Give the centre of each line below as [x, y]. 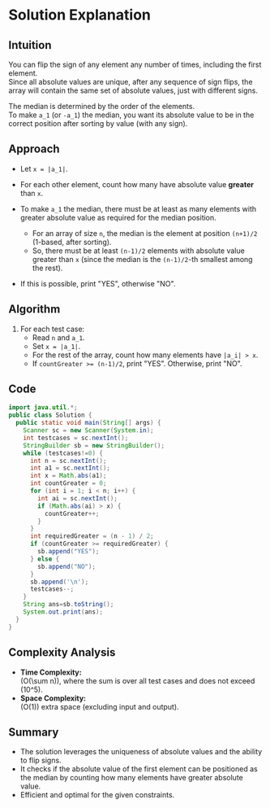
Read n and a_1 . [58, 337]
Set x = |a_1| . [56, 346]
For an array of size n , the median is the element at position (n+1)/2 [145, 233]
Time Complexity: [51, 672]
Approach [34, 149]
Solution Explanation [80, 15]
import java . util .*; [43, 408]
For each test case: [52, 329]
